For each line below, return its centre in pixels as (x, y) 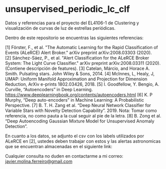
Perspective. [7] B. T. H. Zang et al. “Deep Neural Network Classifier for (78, 105)
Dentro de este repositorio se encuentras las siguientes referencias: (74, 38)
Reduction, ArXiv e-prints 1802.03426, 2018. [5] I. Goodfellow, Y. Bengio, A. (82, 84)
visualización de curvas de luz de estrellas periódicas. (60, 28)
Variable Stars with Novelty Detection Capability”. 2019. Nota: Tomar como (81, 111)
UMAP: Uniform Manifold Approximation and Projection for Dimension (76, 79)
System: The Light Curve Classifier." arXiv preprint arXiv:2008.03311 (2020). (83, 63)
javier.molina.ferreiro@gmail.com (39, 161)
